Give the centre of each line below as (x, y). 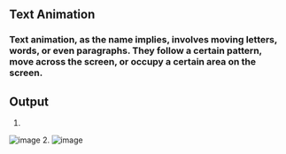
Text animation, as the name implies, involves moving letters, (143, 40)
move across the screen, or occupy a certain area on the (133, 62)
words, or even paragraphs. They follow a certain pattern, (136, 50)
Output (29, 101)
